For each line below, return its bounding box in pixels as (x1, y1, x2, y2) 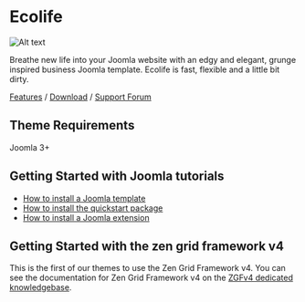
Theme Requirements (9, 118, 135, 133)
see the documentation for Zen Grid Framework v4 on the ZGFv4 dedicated (9, 272, 294, 284)
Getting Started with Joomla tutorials (9, 169, 225, 184)
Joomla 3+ (9, 141, 50, 152)
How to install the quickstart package (22, 203, 163, 213)
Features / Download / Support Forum (9, 91, 152, 102)
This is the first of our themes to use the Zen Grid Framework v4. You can (9, 263, 286, 274)
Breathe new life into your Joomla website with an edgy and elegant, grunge (9, 54, 297, 65)
